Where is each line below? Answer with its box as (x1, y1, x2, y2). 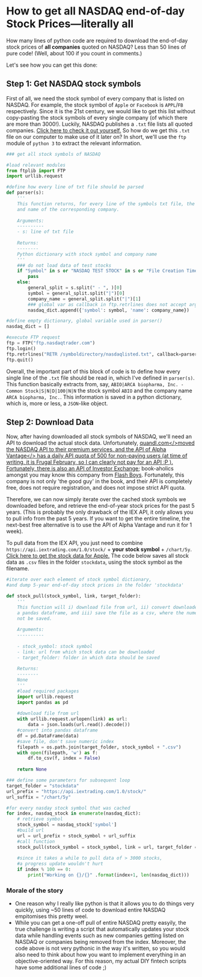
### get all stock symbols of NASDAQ (6, 151, 101, 157)
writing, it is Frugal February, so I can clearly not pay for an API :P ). (6, 458, 173, 466)
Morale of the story (6, 886, 64, 895)
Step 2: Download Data (6, 417, 94, 427)
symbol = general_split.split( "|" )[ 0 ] (28, 290, 125, 296)
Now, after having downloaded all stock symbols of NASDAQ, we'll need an (6, 433, 192, 440)
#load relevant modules (6, 162, 66, 168)
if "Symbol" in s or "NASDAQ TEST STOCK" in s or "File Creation (17, 268, 185, 274)
